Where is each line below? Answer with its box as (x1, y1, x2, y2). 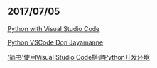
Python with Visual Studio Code (7, 24, 100, 33)
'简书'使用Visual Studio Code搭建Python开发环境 (7, 52, 151, 61)
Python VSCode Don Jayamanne (7, 38, 104, 47)
